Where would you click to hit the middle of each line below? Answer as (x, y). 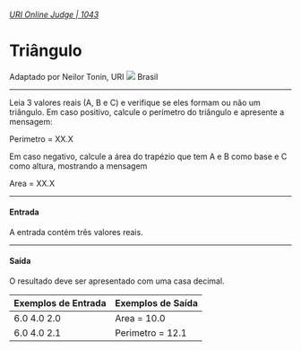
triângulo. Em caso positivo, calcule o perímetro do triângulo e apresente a (147, 112)
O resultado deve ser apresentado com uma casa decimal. (117, 281)
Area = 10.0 (140, 318)
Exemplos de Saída (157, 303)
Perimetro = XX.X (42, 139)
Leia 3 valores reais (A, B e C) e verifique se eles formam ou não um (135, 102)
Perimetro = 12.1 (151, 332)
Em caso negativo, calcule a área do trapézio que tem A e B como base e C (148, 156)
